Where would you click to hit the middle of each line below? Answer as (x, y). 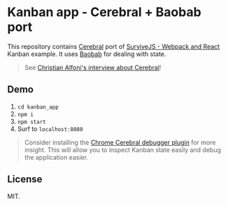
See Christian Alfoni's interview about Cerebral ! (93, 67)
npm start (32, 122)
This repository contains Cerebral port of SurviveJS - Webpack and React (114, 46)
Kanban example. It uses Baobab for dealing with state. (87, 54)
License (25, 179)
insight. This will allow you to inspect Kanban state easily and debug (123, 150)
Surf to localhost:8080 (50, 129)
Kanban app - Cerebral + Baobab (104, 12)
